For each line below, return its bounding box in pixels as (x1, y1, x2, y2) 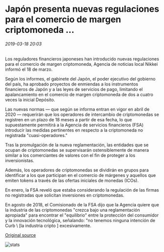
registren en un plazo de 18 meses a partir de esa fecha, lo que (5, 117, 132, 123)
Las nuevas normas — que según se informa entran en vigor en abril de (5, 107, 150, 112)
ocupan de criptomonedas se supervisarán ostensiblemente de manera (5, 147, 149, 153)
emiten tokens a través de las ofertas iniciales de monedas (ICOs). (5, 178, 139, 184)
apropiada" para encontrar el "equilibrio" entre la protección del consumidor (5, 212, 159, 218)
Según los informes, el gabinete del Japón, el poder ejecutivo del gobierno (5, 76, 156, 82)
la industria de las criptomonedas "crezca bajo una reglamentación (5, 207, 141, 213)
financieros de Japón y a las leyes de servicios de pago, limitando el (5, 86, 143, 92)
